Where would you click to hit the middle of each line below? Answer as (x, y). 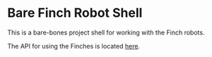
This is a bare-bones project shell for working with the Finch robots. (106, 32)
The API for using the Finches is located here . (73, 46)
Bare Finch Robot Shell (75, 13)
